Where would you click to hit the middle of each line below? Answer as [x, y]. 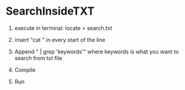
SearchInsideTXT [50, 11]
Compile [25, 70]
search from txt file [38, 58]
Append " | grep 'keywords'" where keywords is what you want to [97, 51]
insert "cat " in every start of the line [60, 40]
